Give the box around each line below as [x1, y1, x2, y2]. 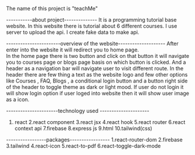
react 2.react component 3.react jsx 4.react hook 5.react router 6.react [14, 119, 186, 125]
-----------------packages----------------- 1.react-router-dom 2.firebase [6, 136, 183, 143]
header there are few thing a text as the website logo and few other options [6, 71, 188, 78]
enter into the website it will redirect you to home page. [6, 46, 139, 53]
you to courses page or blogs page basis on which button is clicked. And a [6, 58, 186, 66]
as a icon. [6, 96, 30, 103]
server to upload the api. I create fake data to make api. [6, 29, 139, 36]
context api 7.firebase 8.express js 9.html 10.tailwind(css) [14, 125, 152, 132]
